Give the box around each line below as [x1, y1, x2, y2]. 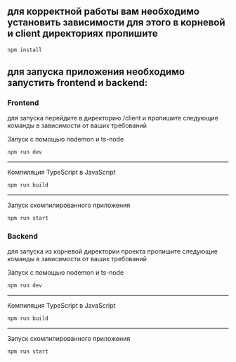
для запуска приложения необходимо [7, 66, 185, 78]
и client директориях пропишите [7, 27, 158, 39]
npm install [7, 46, 42, 54]
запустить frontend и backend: [7, 77, 148, 89]
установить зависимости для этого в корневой [7, 17, 226, 29]
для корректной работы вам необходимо [7, 6, 200, 18]
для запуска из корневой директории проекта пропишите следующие [7, 247, 218, 256]
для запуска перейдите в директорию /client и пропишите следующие [7, 114, 219, 123]
